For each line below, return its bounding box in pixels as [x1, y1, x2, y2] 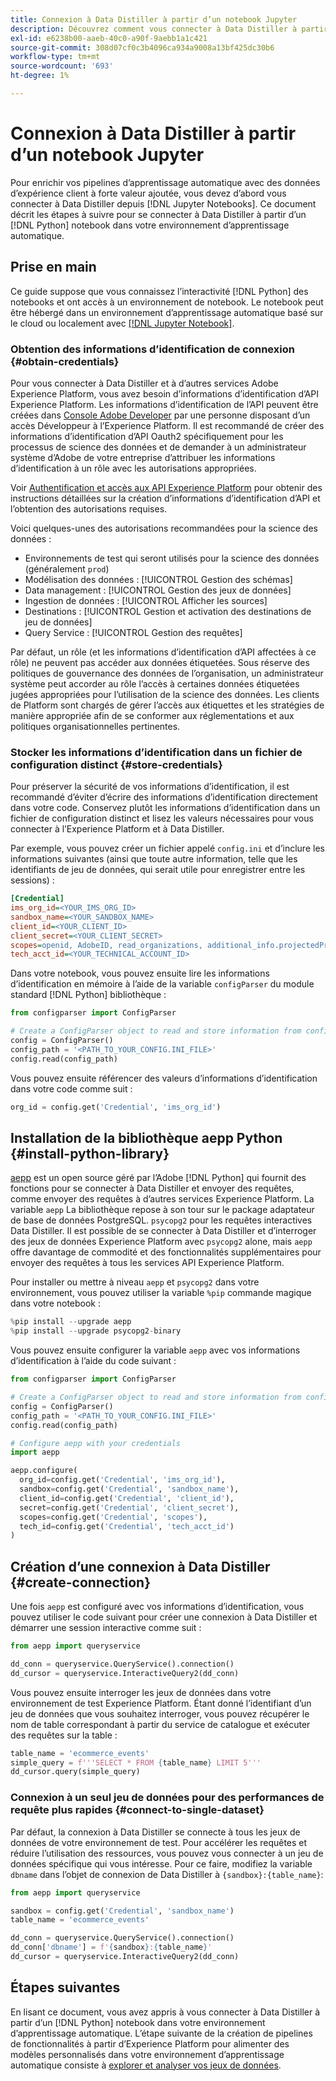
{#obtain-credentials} [10, 354, 120, 368]
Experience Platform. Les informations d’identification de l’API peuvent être [10, 398, 319, 410]
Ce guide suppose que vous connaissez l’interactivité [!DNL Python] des [10, 285, 309, 297]
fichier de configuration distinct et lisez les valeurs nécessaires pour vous [10, 812, 314, 825]
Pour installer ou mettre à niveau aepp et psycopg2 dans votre [10, 1276, 260, 1288]
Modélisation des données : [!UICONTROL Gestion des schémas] [24, 573, 293, 585]
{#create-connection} [10, 1574, 152, 1591]
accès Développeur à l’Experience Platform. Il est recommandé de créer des [10, 419, 325, 431]
